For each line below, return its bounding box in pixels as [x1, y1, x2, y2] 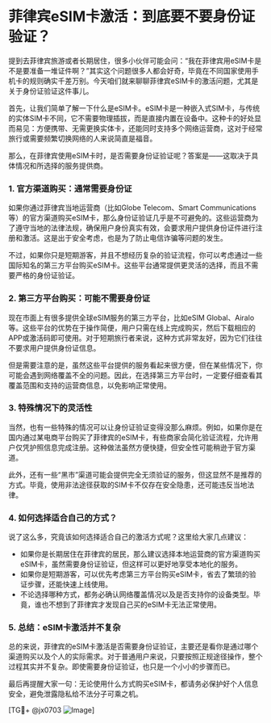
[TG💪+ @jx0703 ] [8, 705, 95, 715]
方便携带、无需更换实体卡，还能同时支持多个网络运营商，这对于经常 [35, 123, 263, 133]
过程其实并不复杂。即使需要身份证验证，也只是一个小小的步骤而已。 [8, 662, 235, 671]
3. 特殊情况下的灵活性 [8, 402, 93, 414]
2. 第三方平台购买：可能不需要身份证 [8, 292, 151, 304]
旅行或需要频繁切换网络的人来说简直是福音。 [8, 133, 157, 143]
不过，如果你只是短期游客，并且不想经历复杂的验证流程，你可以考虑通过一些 [8, 250, 263, 260]
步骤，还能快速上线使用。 [27, 579, 113, 590]
